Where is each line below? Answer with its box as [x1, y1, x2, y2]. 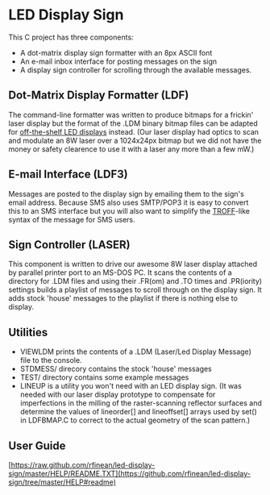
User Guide [8, 439, 66, 452]
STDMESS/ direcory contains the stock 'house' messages [19, 364, 212, 374]
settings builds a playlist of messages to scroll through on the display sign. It [8, 285, 262, 295]
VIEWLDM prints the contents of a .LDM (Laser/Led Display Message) [19, 347, 251, 356]
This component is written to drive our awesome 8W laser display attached [8, 260, 258, 269]
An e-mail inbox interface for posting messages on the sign [19, 56, 218, 66]
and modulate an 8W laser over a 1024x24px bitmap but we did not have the [8, 135, 262, 145]
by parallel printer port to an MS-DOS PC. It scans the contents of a [8, 268, 232, 277]
